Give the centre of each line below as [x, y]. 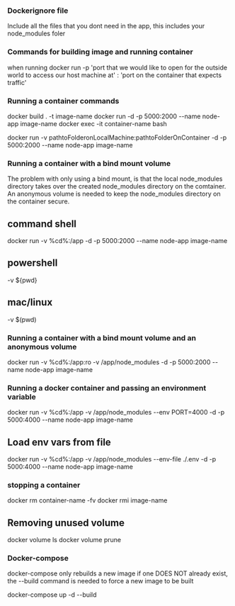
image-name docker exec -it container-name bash [94, 123]
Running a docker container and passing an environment [107, 388]
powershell [33, 263]
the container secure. [39, 201]
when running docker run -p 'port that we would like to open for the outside [117, 67]
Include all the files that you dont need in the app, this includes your [106, 26]
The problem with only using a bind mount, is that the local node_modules [115, 179]
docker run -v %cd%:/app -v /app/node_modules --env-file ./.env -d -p [112, 459]
